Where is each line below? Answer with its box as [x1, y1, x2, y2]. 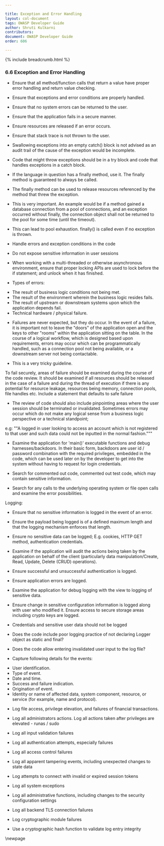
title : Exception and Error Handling [5, 11, 82, 16]
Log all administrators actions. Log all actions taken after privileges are [12, 716, 155, 721]
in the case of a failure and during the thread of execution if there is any [5, 381, 149, 386]
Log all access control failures [12, 749, 73, 755]
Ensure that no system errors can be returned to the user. [12, 104, 128, 110]
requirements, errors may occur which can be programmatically [12, 340, 141, 346]
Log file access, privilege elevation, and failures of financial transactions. [12, 706, 159, 712]
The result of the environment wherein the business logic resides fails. [12, 295, 154, 301]
